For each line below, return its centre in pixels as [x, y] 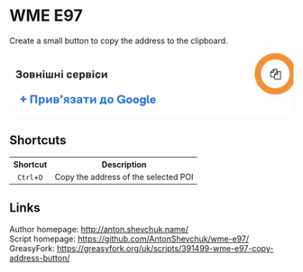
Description [124, 164]
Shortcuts [38, 140]
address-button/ [40, 258]
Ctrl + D [30, 177]
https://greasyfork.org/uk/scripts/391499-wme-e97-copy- [165, 249]
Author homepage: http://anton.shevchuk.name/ [99, 230]
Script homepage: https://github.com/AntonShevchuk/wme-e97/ [129, 239]
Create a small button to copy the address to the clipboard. [119, 41]
